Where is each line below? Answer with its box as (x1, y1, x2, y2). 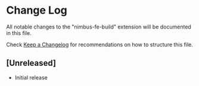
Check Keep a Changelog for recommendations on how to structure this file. (6, 41, 194, 48)
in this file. (6, 29, 32, 36)
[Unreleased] (6, 58, 57, 68)
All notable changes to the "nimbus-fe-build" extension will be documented (6, 23, 192, 30)
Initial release (14, 74, 48, 81)
